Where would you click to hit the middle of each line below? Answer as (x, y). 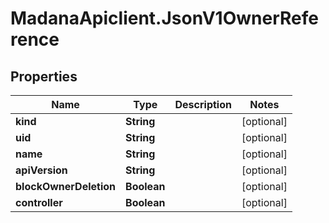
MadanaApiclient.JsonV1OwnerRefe (164, 18)
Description (203, 104)
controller (39, 202)
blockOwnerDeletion (66, 186)
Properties (44, 76)
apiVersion (41, 170)
